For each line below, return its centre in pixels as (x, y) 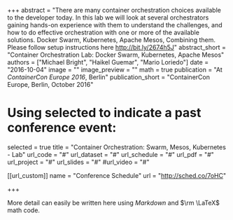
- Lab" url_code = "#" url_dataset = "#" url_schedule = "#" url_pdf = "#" (111, 154)
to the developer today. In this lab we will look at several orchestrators (108, 18)
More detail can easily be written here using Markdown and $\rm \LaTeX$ (114, 202)
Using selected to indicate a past (104, 113)
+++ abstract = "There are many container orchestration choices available (114, 10)
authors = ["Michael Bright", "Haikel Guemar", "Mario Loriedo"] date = (108, 62)
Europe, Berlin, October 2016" (50, 84)
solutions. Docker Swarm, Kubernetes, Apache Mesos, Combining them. (111, 40)
